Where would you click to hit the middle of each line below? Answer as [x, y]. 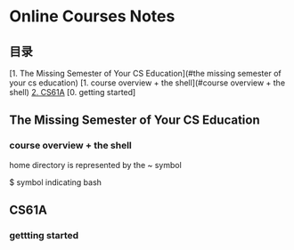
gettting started [44, 235]
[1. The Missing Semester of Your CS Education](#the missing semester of [146, 73]
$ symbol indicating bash [56, 182]
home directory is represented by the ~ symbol [96, 165]
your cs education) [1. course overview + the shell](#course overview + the [147, 83]
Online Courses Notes [92, 16]
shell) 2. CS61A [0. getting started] [73, 92]
